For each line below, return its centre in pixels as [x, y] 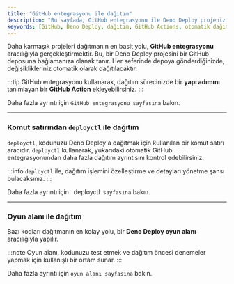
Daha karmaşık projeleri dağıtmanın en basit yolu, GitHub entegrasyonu [110, 47]
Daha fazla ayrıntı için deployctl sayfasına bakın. [79, 191]
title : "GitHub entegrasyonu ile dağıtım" [70, 14]
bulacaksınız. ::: [30, 178]
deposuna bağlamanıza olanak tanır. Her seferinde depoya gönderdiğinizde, [116, 61]
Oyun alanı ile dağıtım [45, 216]
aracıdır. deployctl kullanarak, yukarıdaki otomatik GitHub [90, 150]
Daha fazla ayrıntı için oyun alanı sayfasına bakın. [80, 273]
